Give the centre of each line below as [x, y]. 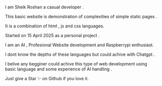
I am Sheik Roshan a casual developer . [44, 7]
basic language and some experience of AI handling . [59, 69]
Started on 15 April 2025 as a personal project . [52, 35]
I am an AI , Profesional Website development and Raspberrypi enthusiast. [80, 45]
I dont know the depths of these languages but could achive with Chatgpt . [80, 54]
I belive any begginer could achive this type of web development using [76, 64]
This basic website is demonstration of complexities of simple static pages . [81, 16]
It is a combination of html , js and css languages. [55, 26]
